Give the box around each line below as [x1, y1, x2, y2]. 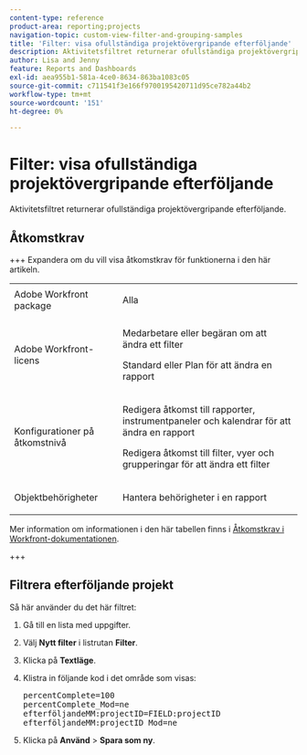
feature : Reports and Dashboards [9, 65, 137, 74]
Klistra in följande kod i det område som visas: [22, 672, 196, 683]
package [14, 299, 52, 311]
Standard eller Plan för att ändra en [122, 359, 272, 371]
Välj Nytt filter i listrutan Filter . [22, 636, 139, 648]
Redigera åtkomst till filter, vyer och [122, 446, 275, 459]
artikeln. [9, 264, 40, 275]
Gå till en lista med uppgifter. [22, 619, 131, 630]
